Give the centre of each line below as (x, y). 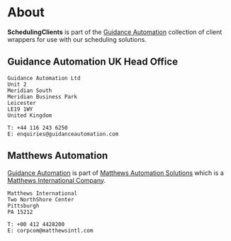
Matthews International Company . (57, 180)
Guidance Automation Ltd (44, 78)
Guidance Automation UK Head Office (93, 62)
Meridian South (30, 90)
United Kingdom (30, 115)
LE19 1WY (20, 109)
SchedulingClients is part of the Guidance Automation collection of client (115, 32)
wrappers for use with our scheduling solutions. (77, 39)
